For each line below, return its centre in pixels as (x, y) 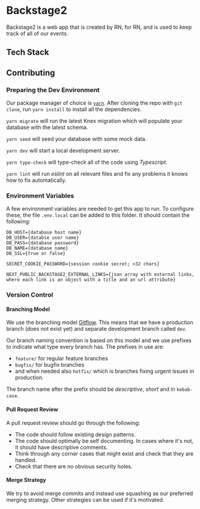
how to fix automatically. (36, 180)
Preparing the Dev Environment (53, 89)
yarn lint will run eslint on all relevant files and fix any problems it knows (97, 174)
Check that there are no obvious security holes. (74, 466)
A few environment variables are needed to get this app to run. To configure (100, 209)
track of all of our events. (37, 33)
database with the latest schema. (47, 127)
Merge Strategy (26, 480)
